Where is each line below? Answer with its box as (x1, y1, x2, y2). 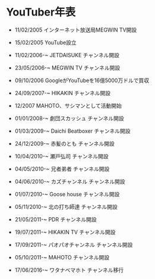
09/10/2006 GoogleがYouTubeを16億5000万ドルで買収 (14, 77, 150, 84)
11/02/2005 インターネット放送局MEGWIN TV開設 (14, 26, 137, 33)
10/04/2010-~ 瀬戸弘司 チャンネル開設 (14, 152, 109, 159)
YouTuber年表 (6, 5, 76, 19)
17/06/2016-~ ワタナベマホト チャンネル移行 (14, 266, 124, 274)
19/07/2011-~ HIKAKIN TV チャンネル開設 (14, 228, 116, 236)
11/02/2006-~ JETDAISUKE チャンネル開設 (14, 51, 120, 58)
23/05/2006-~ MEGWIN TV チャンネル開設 (14, 64, 121, 71)
